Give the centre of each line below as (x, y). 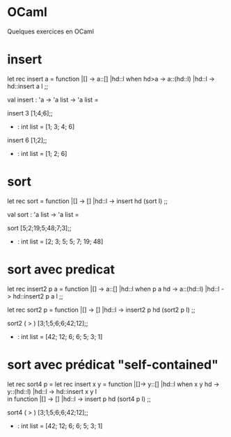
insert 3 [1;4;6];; (30, 113)
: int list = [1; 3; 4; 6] (46, 127)
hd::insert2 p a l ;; (38, 296)
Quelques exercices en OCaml (50, 31)
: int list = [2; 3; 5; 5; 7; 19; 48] (60, 241)
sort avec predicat (61, 269)
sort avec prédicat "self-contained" (113, 364)
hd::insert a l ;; (28, 86)
